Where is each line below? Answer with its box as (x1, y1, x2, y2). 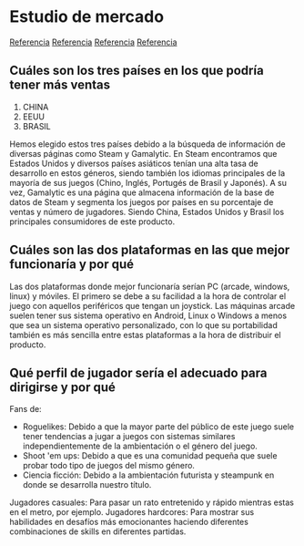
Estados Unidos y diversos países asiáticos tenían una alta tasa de (9, 158, 258, 169)
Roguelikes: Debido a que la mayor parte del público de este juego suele (22, 421, 294, 432)
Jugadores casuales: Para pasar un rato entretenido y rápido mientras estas (9, 497, 294, 508)
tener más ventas (9, 77, 111, 93)
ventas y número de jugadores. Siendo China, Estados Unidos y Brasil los (9, 206, 285, 217)
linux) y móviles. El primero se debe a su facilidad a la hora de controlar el (9, 290, 287, 302)
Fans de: (9, 404, 43, 415)
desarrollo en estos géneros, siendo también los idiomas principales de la (9, 167, 286, 179)
